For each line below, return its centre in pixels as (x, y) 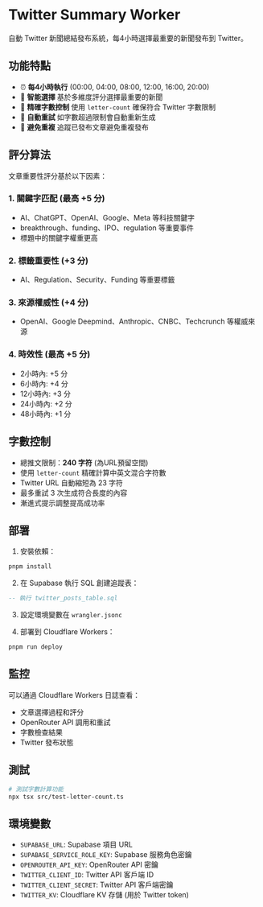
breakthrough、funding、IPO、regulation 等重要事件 (107, 228)
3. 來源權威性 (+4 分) (49, 303)
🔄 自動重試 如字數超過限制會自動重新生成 (88, 117)
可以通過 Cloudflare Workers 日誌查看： (74, 695)
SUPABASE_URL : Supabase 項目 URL (76, 845)
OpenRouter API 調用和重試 (65, 722)
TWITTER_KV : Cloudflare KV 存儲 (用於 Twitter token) (104, 895)
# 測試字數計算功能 (36, 789)
